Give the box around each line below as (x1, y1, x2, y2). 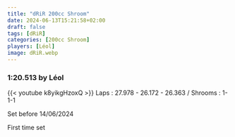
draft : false (7, 23, 46, 30)
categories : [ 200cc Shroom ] (7, 37, 90, 44)
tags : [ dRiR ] (7, 30, 46, 37)
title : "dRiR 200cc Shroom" (7, 10, 90, 18)
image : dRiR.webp (7, 50, 59, 57)
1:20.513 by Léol (7, 72, 64, 82)
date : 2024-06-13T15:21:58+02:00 (7, 17, 106, 24)
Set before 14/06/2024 (7, 110, 74, 118)
